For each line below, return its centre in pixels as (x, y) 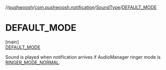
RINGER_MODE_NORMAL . (33, 62)
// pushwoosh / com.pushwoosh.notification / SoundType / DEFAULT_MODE (81, 7)
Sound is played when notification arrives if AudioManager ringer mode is (83, 57)
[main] (12, 42)
